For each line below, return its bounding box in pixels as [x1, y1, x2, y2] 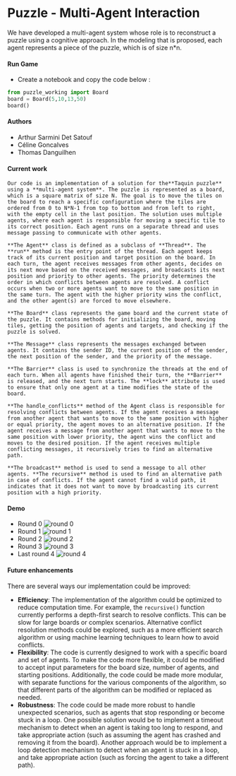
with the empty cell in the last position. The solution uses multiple [7, 211, 222, 218]
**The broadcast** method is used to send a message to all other [7, 464, 206, 471]
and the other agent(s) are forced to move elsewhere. [7, 298, 172, 305]
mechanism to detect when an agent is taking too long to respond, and [17, 723, 223, 731]
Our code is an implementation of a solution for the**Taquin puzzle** [7, 180, 222, 187]
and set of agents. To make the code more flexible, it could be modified [17, 655, 225, 664]
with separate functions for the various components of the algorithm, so [17, 678, 227, 686]
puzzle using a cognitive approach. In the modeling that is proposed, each [7, 35, 223, 44]
